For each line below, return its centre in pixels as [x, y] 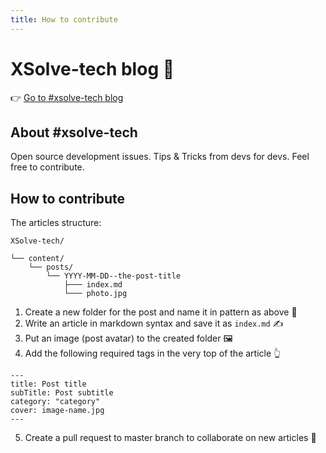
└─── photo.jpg [95, 294]
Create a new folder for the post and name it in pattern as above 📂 [161, 312]
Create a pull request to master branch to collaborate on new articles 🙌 [170, 438]
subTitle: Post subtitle [62, 393]
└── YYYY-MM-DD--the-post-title [114, 276]
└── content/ [37, 259]
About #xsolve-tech [74, 132]
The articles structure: [56, 223]
